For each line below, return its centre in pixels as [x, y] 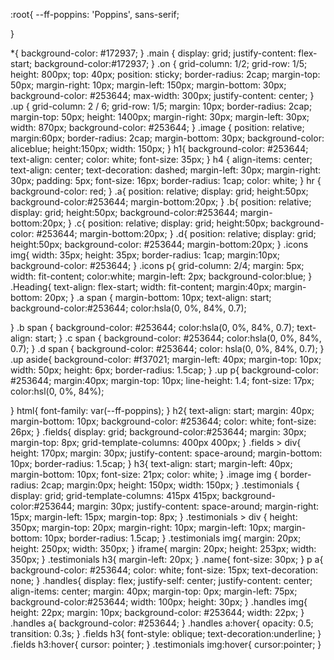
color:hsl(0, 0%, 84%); [57, 391]
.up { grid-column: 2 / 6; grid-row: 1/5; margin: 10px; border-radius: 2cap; [161, 106]
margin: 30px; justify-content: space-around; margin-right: [198, 506]
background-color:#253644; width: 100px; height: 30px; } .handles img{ [159, 602]
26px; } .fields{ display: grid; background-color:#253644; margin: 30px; [158, 432]
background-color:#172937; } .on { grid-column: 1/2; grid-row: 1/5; [171, 63]
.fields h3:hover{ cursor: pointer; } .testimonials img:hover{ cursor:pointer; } [166, 644]
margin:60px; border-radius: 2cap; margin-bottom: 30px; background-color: [167, 138]
